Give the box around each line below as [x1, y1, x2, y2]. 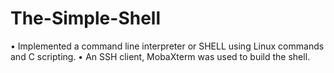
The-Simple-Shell [10, 7, 162, 30]
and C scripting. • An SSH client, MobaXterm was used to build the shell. [10, 50, 311, 62]
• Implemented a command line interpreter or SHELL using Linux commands [10, 40, 325, 52]
